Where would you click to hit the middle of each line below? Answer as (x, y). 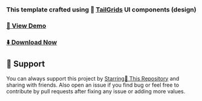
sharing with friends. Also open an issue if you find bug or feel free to (93, 85)
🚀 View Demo (26, 25)
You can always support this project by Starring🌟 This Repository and (93, 78)
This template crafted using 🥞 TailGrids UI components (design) (101, 10)
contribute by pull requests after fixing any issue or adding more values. (96, 91)
